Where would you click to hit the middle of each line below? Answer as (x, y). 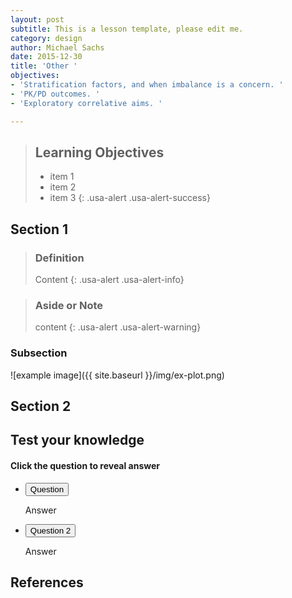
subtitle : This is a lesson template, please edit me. (127, 29)
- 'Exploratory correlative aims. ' (86, 103)
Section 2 (41, 406)
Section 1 (39, 229)
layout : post (37, 19)
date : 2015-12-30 (46, 57)
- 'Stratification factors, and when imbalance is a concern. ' (147, 85)
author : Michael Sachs (57, 47)
